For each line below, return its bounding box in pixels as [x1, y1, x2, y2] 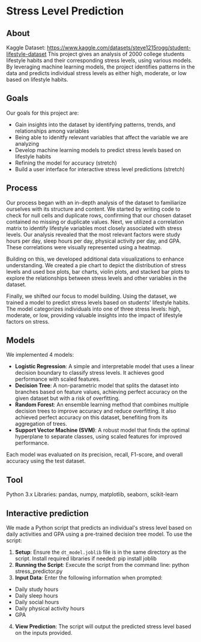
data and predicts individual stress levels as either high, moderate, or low [6, 70, 187, 76]
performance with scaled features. [14, 375, 101, 383]
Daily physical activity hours [14, 605, 85, 612]
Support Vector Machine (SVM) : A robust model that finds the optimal [14, 426, 190, 434]
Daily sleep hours [14, 592, 58, 599]
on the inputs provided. [14, 629, 73, 637]
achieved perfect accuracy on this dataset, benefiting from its [14, 414, 168, 421]
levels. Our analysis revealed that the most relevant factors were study [6, 231, 181, 238]
